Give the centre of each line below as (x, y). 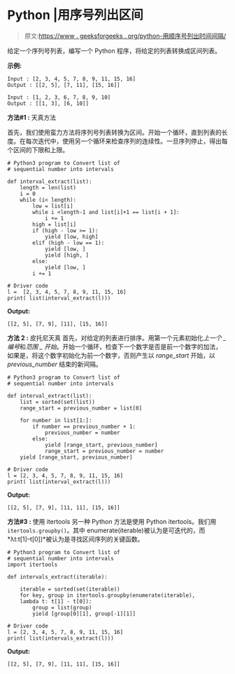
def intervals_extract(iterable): (58, 577)
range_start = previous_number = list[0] (81, 408)
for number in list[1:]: (56, 420)
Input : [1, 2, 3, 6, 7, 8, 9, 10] (59, 97)
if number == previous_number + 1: (84, 426)
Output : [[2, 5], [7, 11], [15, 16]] (64, 85)
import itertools (33, 565)
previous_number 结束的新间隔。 (55, 364)
